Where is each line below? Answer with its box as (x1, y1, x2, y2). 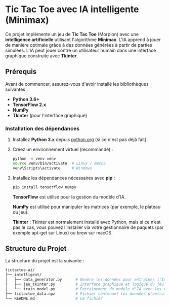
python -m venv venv (12, 156, 56, 161)
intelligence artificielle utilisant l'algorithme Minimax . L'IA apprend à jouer (5, 37, 161, 43)
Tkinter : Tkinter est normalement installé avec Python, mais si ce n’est (12, 219, 161, 225)
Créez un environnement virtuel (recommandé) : (12, 146, 113, 153)
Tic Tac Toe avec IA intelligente (5, 4, 139, 15)
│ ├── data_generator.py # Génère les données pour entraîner (5, 277, 155, 282)
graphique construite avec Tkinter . (5, 52, 78, 59)
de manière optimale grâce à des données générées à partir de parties (5, 42, 153, 48)
